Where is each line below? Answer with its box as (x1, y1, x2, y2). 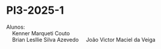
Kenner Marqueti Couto (11, 29, 70, 36)
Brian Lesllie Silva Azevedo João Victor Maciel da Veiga (11, 36, 156, 43)
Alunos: (6, 23, 25, 30)
